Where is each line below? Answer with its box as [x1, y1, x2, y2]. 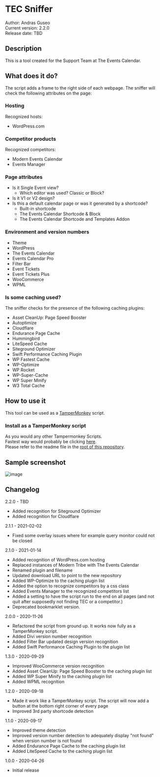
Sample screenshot [5, 458, 66, 466]
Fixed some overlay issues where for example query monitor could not [12, 532, 155, 538]
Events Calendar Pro [12, 255, 54, 261]
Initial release [12, 767, 39, 773]
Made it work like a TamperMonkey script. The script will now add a [12, 698, 149, 704]
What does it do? [5, 72, 58, 80]
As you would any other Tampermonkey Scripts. [5, 433, 102, 439]
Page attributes [5, 174, 43, 181]
